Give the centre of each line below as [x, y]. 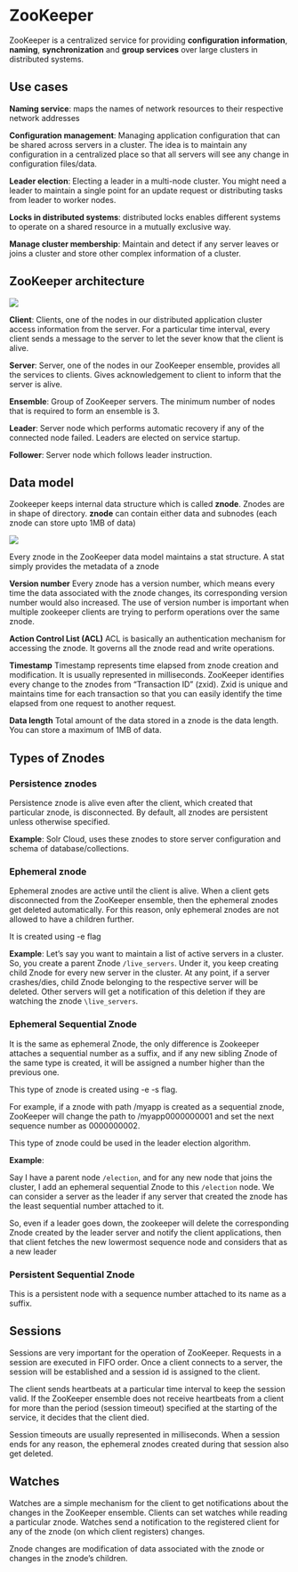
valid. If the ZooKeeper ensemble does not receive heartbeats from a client [147, 1398]
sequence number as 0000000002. [75, 1125]
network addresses [44, 118]
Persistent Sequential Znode [72, 1275]
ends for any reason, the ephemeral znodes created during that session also [149, 1444]
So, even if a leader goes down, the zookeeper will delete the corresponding [149, 1223]
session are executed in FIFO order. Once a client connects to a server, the [146, 1362]
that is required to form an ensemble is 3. [85, 411]
